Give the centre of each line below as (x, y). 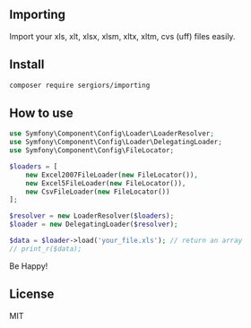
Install (27, 65)
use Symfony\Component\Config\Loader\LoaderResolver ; (112, 134)
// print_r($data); (46, 249)
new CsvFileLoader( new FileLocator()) (98, 192)
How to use (41, 112)
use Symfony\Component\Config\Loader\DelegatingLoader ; (116, 142)
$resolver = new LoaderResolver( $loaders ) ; (92, 216)
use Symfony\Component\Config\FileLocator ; (92, 151)
